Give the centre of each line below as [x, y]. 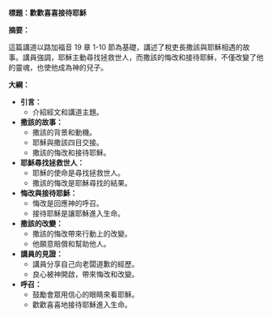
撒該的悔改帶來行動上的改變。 [82, 233]
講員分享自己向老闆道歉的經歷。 [85, 264]
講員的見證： [41, 254]
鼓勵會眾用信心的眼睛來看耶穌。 [85, 294]
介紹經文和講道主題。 [68, 112]
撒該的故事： [41, 122]
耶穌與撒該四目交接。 [68, 142]
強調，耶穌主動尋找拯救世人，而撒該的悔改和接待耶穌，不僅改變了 [146, 57]
